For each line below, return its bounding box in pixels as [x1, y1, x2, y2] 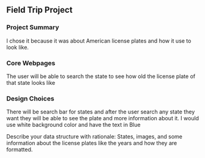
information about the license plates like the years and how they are [6, 140, 177, 147]
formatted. [6, 146, 33, 153]
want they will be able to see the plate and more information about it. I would [6, 115, 199, 122]
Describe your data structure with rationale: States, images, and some [6, 133, 182, 140]
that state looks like [6, 79, 56, 86]
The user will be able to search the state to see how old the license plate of [6, 73, 196, 80]
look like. [6, 43, 29, 51]
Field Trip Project [6, 5, 73, 15]
